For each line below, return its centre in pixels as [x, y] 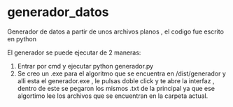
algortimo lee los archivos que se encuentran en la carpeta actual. [113, 96]
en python [22, 38]
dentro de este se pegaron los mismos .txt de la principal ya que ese [116, 88]
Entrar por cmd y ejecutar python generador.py [85, 66]
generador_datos [58, 12]
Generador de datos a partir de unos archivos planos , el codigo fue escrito [115, 31]
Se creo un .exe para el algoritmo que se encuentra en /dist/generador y [121, 73]
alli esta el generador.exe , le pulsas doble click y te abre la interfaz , [116, 80]
